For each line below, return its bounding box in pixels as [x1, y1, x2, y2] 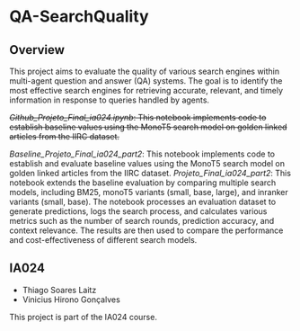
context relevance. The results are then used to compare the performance [9, 225, 284, 236]
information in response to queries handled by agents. [9, 94, 209, 105]
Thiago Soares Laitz [22, 284, 97, 295]
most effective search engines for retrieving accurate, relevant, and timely [9, 85, 283, 95]
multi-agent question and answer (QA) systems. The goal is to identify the [9, 76, 283, 86]
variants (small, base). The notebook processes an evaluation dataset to [9, 196, 277, 207]
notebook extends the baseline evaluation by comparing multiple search [9, 177, 277, 188]
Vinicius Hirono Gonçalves [22, 294, 121, 305]
